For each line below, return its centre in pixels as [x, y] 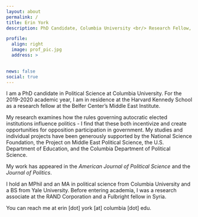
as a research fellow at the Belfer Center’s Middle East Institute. [83, 106]
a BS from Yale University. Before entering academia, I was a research [92, 190]
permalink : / [22, 17]
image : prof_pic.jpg [37, 50]
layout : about [24, 11]
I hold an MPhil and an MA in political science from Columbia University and [98, 184]
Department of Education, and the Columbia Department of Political [88, 149]
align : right [27, 44]
